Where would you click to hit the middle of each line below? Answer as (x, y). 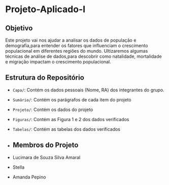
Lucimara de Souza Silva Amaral (46, 157)
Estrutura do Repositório (45, 78)
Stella (19, 167)
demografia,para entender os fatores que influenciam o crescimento (77, 46)
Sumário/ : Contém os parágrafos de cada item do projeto (72, 99)
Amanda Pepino (29, 177)
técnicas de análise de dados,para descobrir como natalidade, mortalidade (83, 56)
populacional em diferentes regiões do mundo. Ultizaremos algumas (77, 51)
